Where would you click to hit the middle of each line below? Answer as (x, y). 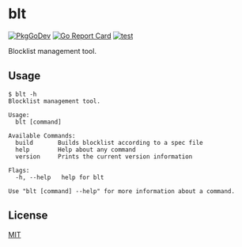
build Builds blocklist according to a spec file (109, 142)
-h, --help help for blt (60, 177)
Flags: (19, 170)
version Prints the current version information (104, 156)
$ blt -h (23, 94)
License (28, 216)
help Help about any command (76, 150)
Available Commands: (42, 135)
